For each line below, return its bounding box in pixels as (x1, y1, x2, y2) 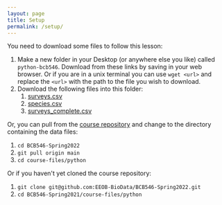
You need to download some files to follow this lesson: (7, 42, 163, 51)
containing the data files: (7, 127, 78, 136)
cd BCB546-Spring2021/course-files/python (17, 191, 142, 198)
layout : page (7, 10, 45, 17)
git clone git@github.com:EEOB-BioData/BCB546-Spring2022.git (17, 184, 201, 191)
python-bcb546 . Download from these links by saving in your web (17, 63, 203, 71)
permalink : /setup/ (7, 23, 64, 30)
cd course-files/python (17, 157, 87, 164)
